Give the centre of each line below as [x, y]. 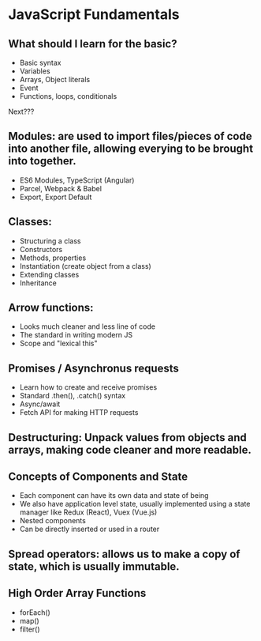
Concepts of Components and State [98, 477]
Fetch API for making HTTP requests [79, 413]
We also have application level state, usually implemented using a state [135, 504]
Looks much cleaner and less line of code [88, 326]
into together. [42, 161]
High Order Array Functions [77, 593]
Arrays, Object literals [55, 79]
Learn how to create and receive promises [88, 387]
